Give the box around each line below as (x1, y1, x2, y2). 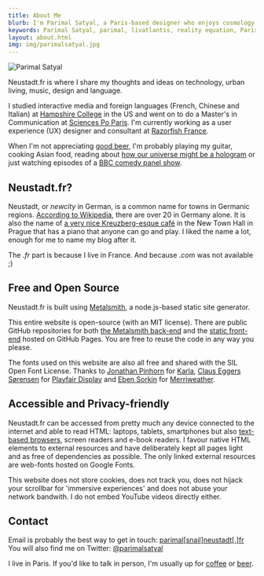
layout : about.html (8, 33, 72, 42)
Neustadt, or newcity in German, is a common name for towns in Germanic (8, 201, 250, 211)
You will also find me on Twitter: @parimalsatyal (8, 544, 163, 553)
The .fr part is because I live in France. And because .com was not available (8, 250, 254, 259)
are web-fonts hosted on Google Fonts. (8, 460, 135, 469)
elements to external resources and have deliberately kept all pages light (8, 443, 244, 453)
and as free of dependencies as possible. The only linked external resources (8, 451, 256, 460)
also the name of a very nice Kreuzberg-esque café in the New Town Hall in (8, 218, 254, 228)
